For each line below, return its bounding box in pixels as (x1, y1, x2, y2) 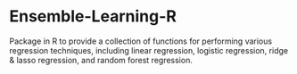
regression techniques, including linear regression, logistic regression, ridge (9, 45, 288, 55)
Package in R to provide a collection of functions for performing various (9, 36, 273, 46)
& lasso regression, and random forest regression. (9, 54, 194, 65)
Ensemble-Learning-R (9, 6, 177, 27)
